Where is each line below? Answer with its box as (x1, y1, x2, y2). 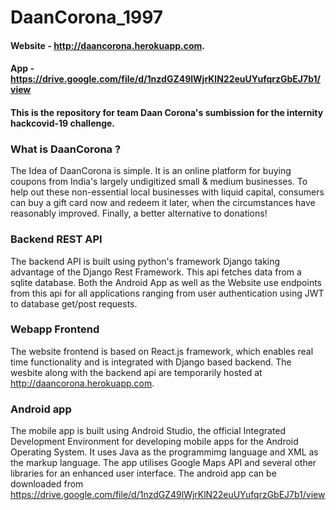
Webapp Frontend (10, 322, 100, 336)
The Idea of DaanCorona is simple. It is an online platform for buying (10, 165, 292, 177)
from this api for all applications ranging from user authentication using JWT (10, 287, 325, 299)
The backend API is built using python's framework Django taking (10, 255, 281, 267)
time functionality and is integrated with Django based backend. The (10, 356, 292, 368)
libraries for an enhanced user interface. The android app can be (10, 467, 277, 480)
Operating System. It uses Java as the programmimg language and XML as (10, 446, 319, 458)
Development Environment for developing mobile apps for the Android (10, 436, 299, 448)
